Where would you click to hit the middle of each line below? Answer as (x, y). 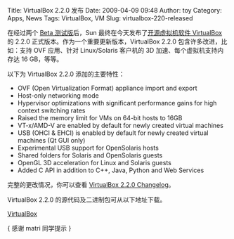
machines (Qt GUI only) (51, 140)
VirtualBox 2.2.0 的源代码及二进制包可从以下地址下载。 (87, 200)
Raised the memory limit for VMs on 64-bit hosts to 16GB (100, 118)
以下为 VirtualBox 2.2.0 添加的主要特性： (66, 74)
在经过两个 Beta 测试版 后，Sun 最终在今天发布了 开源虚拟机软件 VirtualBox (115, 33)
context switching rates (51, 110)
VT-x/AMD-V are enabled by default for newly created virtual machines (120, 125)
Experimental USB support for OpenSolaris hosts (88, 148)
